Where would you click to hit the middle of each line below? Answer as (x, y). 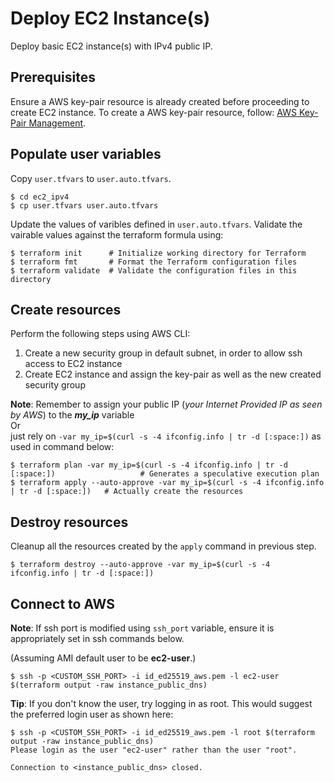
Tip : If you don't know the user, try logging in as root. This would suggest (161, 703)
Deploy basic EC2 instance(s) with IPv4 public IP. (111, 46)
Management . (57, 123)
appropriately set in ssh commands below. (97, 638)
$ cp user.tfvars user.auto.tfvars (84, 205)
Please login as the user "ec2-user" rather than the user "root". (154, 750)
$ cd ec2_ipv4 (40, 197)
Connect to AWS (63, 603)
